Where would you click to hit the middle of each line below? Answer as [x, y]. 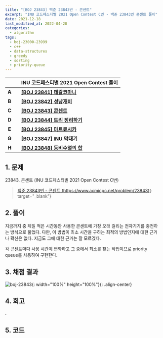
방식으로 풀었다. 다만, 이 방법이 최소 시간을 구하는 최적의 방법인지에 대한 [79, 232]
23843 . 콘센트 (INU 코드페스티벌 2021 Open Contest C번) [62, 180]
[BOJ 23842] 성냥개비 [47, 102]
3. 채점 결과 [22, 272]
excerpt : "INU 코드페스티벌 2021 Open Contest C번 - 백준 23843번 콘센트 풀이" [81, 14]
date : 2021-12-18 [23, 19]
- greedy [19, 56]
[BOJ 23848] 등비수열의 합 [52, 148]
